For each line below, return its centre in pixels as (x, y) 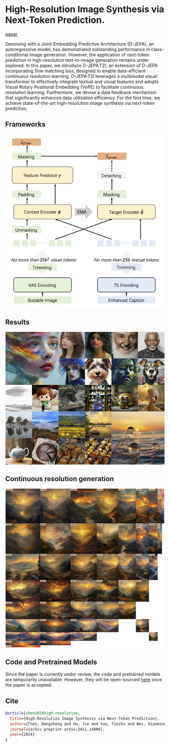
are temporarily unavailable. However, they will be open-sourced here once (84, 680)
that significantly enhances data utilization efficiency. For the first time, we (83, 98)
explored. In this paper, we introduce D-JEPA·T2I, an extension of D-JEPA (81, 65)
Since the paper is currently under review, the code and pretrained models (83, 674)
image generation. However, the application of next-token (90, 55)
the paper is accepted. (29, 685)
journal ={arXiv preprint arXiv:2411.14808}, (57, 729)
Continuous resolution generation (60, 479)
